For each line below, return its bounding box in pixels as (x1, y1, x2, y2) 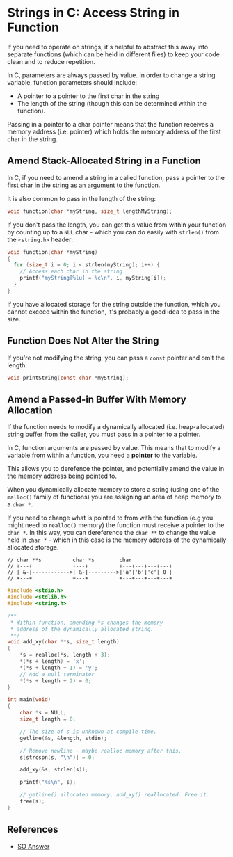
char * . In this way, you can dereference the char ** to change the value (7, 529, 216, 537)
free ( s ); (19, 798, 45, 805)
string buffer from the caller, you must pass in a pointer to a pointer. (7, 430, 201, 439)
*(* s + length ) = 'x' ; (19, 658, 86, 665)
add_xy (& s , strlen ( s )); (19, 767, 89, 774)
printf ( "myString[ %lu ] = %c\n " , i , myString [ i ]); (19, 275, 167, 282)
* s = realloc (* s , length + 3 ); (19, 652, 111, 659)
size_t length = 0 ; (19, 716, 77, 723)
